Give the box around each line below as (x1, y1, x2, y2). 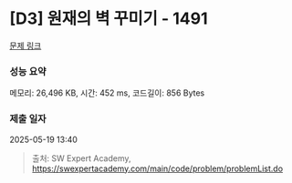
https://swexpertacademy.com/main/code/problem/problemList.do (31, 163, 284, 174)
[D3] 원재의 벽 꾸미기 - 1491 (9, 8, 208, 29)
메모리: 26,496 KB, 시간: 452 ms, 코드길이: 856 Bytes (9, 87, 205, 98)
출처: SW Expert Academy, (31, 152, 131, 164)
